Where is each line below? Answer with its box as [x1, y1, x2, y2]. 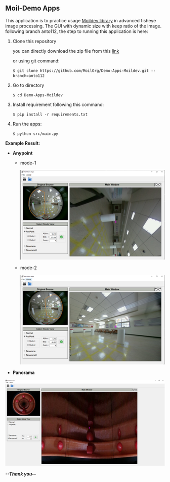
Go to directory [12, 82, 45, 88]
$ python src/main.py [12, 131, 58, 136]
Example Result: [5, 140, 40, 146]
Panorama [12, 369, 35, 376]
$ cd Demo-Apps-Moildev [12, 92, 63, 98]
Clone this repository [12, 38, 57, 44]
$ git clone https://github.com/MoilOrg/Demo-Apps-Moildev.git [12, 68, 149, 73]
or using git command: [12, 58, 60, 64]
